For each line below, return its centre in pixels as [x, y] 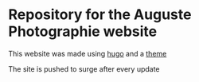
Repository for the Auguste [100, 15]
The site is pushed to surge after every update [84, 68]
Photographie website [83, 31]
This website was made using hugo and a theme [88, 53]
